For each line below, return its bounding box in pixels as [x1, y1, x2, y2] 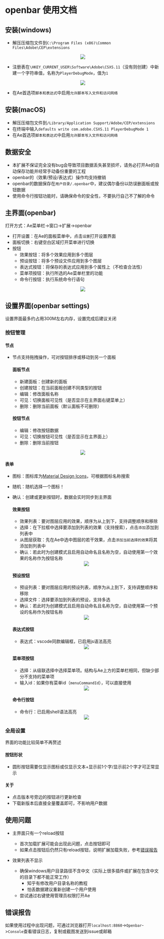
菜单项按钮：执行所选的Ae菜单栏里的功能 [19, 270, 103, 276]
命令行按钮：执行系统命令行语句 [19, 276, 85, 282]
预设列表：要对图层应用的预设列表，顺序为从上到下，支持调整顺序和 [19, 584, 158, 591]
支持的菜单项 [28, 673, 55, 680]
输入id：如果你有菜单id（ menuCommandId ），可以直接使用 [19, 680, 131, 685]
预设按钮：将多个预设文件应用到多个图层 [19, 258, 102, 264]
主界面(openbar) [5, 209, 56, 217]
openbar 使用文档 [5, 4, 77, 16]
